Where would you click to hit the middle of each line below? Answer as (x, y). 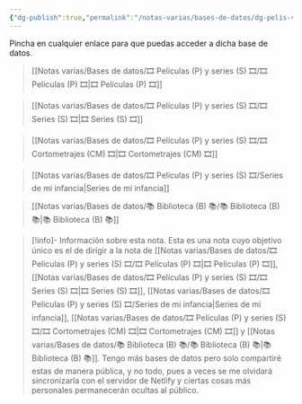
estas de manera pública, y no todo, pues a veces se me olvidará (151, 371)
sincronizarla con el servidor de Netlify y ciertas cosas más (141, 380)
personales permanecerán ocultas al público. (115, 390)
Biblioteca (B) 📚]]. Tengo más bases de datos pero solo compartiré (156, 358)
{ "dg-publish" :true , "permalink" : (72, 18)
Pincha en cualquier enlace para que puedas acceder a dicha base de (138, 43)
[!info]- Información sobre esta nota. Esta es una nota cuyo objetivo (156, 240)
